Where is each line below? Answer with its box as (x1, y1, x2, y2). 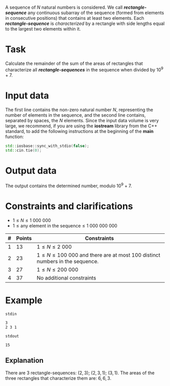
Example (5, 295, 42, 306)
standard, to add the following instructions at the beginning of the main (5, 128, 154, 134)
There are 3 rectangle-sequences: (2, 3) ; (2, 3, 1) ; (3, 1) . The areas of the (5, 370, 155, 376)
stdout (5, 333, 19, 339)
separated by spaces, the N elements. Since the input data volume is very (5, 117, 159, 123)
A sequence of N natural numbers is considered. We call (5, 5, 123, 10)
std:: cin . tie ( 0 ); (5, 148, 42, 153)
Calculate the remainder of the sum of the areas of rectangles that (5, 60, 143, 66)
